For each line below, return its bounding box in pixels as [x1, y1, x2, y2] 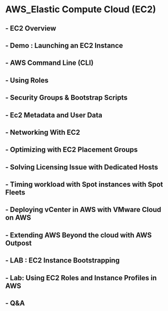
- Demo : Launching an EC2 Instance [5, 41, 123, 50]
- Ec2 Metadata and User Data [5, 111, 103, 119]
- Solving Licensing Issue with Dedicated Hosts [5, 162, 158, 172]
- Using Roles [5, 76, 49, 85]
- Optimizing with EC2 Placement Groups [5, 146, 138, 154]
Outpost [5, 238, 32, 247]
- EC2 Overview [5, 24, 57, 33]
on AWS [5, 213, 32, 222]
